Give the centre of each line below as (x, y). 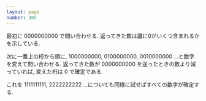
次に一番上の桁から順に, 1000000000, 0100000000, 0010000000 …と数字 (101, 56)
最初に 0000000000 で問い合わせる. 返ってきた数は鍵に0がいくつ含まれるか (103, 36)
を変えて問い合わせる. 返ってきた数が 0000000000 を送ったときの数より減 (101, 64)
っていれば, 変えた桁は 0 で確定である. (55, 71)
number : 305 (21, 18)
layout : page (23, 12)
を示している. (23, 43)
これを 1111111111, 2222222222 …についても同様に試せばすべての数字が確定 (100, 84)
